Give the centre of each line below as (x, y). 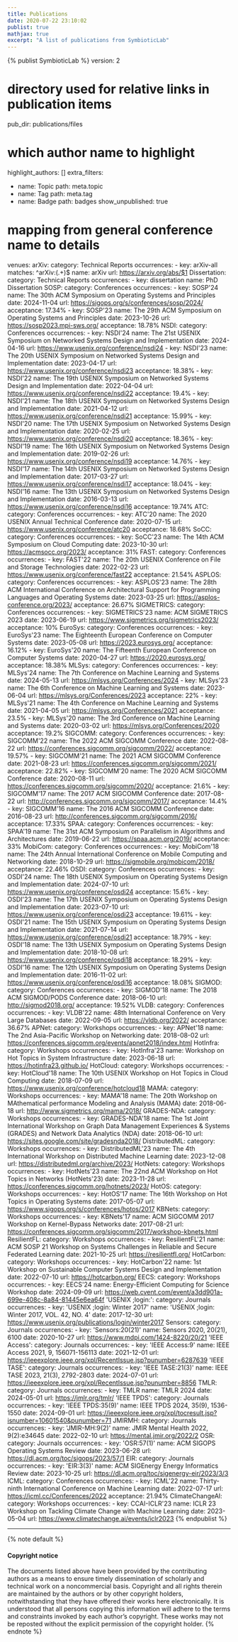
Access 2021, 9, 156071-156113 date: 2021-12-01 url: (83, 1352)
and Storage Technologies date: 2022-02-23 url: (79, 567)
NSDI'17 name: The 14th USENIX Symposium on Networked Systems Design (119, 468)
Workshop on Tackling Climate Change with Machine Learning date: (107, 1510)
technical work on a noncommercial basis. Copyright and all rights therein (115, 1587)
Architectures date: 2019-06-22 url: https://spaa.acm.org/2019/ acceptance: (119, 839)
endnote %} (25, 1631)
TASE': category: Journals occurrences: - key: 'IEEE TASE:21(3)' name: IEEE (118, 1367)
